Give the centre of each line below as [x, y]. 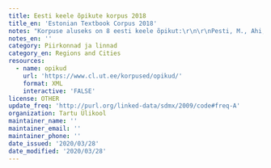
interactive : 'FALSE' [59, 91]
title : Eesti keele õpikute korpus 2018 [78, 16]
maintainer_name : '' [43, 121]
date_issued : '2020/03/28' [54, 143]
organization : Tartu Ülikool [57, 114]
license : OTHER [34, 99]
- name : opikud [41, 69]
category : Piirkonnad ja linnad [63, 46]
